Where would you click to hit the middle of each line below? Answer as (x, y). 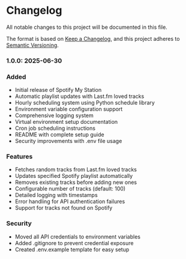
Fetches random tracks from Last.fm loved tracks (76, 169)
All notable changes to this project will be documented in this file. (87, 27)
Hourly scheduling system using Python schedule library (85, 103)
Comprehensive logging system (54, 115)
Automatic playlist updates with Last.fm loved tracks (79, 96)
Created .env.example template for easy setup (72, 249)
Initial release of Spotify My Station (58, 90)
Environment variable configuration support (69, 109)
